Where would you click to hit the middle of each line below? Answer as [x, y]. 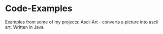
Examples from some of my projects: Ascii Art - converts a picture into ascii [82, 22]
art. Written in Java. [25, 27]
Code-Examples [39, 8]
